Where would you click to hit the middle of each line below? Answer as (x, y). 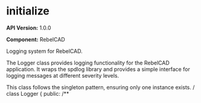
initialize (28, 11)
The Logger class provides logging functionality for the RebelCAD (88, 63)
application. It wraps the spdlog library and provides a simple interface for (98, 69)
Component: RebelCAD (36, 39)
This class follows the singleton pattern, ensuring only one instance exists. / (101, 87)
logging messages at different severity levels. (63, 75)
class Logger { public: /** (38, 93)
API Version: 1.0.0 (29, 28)
